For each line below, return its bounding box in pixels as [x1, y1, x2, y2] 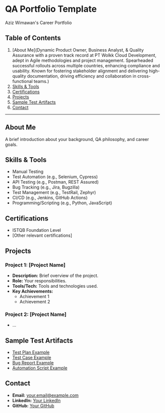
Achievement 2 [19, 299, 51, 304]
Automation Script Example [12, 365, 68, 371]
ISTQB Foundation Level [12, 227, 61, 233]
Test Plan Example [12, 349, 50, 355]
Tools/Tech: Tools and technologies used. [12, 283, 98, 289]
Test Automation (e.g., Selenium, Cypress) [12, 174, 98, 180]
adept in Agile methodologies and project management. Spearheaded [12, 57, 154, 63]
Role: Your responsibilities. [12, 277, 67, 283]
